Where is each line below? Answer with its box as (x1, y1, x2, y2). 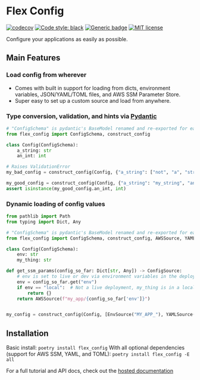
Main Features (6, 53, 61, 63)
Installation (6, 328, 49, 338)
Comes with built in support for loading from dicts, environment (14, 84, 171, 91)
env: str (17, 252, 39, 258)
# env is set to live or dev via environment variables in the (17, 274, 177, 280)
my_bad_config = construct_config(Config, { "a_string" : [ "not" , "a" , (6, 169, 183, 176)
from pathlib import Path (6, 213, 70, 219)
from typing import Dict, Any (6, 219, 82, 225)
